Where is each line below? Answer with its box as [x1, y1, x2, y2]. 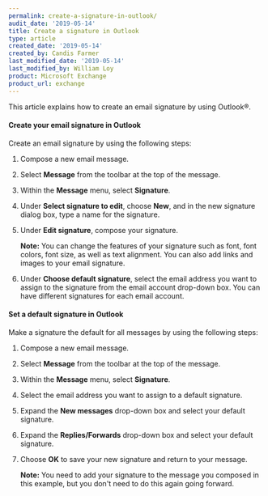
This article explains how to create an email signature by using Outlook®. [8, 102, 251, 112]
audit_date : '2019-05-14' [8, 19, 96, 28]
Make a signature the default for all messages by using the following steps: [8, 327, 258, 337]
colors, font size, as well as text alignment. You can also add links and [19, 249, 253, 259]
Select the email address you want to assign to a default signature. [19, 390, 243, 400]
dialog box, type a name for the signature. [19, 210, 160, 219]
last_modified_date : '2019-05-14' [8, 57, 125, 66]
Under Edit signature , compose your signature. [19, 225, 179, 235]
